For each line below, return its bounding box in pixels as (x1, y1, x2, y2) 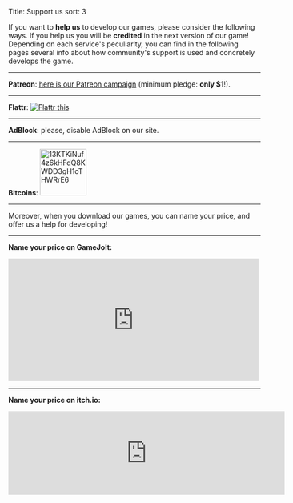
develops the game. (8, 56, 74, 66)
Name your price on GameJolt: (8, 243, 112, 251)
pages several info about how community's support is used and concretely (8, 48, 255, 57)
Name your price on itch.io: (8, 396, 102, 404)
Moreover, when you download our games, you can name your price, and (8, 211, 251, 220)
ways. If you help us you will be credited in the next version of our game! (8, 31, 250, 40)
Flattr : (8, 103, 29, 111)
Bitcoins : (8, 188, 38, 197)
